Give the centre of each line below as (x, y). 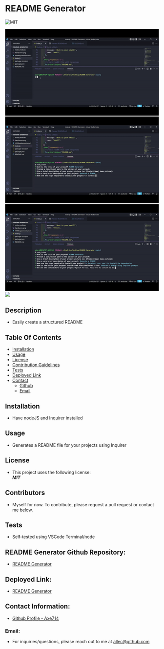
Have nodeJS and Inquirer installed (47, 418)
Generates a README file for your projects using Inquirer (69, 445)
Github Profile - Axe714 (35, 618)
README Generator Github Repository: (65, 552)
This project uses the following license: (51, 472)
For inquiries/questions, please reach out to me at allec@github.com (81, 642)
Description (23, 311)
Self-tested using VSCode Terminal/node (53, 537)
